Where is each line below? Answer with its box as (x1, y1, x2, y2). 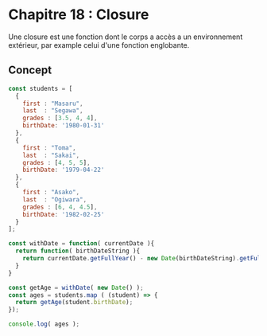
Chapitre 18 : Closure (8, 6, 149, 24)
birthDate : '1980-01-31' (22, 122, 105, 130)
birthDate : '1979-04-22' (22, 166, 105, 174)
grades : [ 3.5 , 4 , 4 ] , (22, 114, 98, 123)
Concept (8, 64, 52, 77)
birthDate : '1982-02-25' (22, 210, 105, 218)
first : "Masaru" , (22, 100, 83, 107)
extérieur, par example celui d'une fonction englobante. (8, 40, 190, 49)
